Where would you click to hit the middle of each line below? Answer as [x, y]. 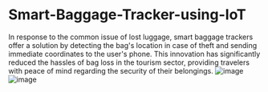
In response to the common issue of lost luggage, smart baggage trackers [131, 37]
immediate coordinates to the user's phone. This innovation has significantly [134, 54]
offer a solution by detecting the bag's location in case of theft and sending [133, 45]
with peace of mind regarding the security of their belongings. [111, 70]
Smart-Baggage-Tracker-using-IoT [127, 15]
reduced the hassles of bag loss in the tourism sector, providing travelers [129, 62]
